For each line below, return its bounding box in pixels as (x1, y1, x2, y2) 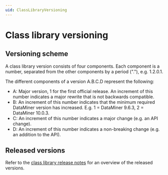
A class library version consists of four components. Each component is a (5, 63, 160, 69)
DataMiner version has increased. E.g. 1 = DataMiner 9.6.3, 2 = (12, 104, 144, 110)
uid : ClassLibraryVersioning (5, 7, 67, 13)
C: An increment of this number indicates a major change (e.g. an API (12, 115, 158, 121)
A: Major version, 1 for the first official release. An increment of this (12, 88, 153, 94)
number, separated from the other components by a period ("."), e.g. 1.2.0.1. (5, 68, 163, 74)
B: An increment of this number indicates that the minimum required (12, 99, 155, 105)
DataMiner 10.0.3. (12, 110, 50, 116)
